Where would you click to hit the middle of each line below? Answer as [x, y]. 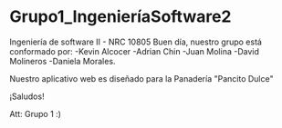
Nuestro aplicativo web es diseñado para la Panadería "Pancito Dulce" [141, 78]
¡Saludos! [27, 96]
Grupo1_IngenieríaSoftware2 [120, 17]
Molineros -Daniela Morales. [63, 61]
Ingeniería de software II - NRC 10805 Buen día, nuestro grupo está [136, 42]
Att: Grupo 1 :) [36, 113]
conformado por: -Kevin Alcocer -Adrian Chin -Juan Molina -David [135, 51]
